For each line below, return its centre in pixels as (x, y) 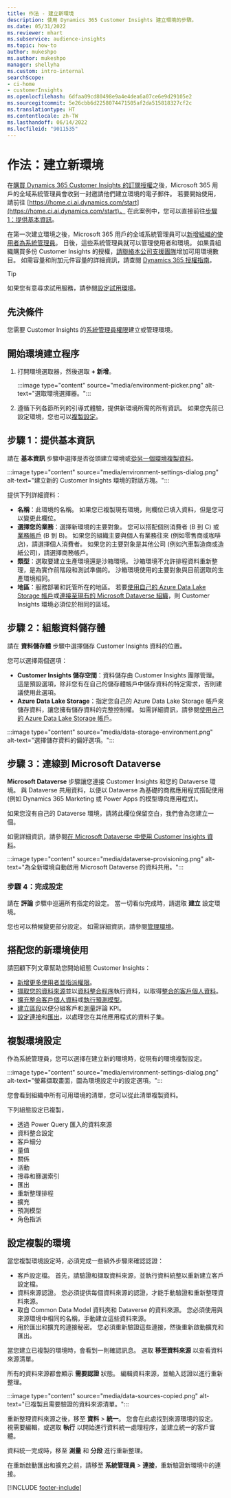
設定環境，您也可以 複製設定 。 (59, 416)
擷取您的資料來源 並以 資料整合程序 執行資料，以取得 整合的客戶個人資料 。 (119, 991)
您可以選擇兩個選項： (37, 660)
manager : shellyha (33, 65)
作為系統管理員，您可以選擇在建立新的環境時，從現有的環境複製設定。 (107, 1059)
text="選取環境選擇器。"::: (54, 393)
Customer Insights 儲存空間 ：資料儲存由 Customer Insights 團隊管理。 (118, 675)
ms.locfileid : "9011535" (43, 129)
